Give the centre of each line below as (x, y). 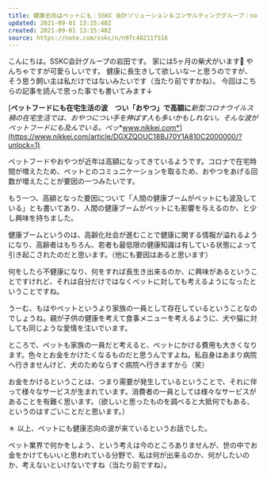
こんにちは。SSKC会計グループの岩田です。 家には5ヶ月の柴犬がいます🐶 (126, 61)
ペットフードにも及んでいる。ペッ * (65, 128)
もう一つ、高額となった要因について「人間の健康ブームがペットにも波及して (133, 198)
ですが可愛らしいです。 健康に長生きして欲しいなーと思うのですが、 (140, 71)
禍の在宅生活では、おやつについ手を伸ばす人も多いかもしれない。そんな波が (133, 118)
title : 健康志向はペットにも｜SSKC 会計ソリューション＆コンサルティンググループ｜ (130, 15)
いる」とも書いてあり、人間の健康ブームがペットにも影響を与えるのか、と (129, 208)
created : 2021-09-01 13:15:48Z (60, 30)
